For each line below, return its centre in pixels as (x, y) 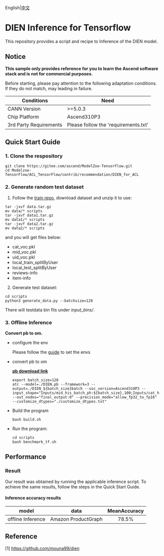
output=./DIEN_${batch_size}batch (47, 389)
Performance (26, 457)
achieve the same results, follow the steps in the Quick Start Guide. (73, 486)
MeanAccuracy (126, 510)
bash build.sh (26, 420)
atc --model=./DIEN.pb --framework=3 (51, 385)
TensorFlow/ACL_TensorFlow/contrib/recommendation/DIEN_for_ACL (72, 175)
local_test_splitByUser (34, 267)
